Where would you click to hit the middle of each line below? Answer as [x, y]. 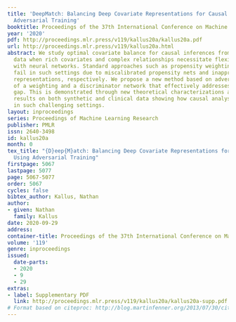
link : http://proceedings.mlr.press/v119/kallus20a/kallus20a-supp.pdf [121, 302]
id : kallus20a [28, 138]
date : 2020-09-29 [33, 223]
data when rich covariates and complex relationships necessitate [113, 60]
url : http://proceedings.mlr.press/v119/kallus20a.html [91, 46]
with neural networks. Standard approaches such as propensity [108, 66]
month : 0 [20, 145]
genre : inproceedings [39, 249]
